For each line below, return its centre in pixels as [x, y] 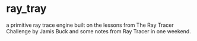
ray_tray [26, 9]
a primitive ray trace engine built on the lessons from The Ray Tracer [90, 25]
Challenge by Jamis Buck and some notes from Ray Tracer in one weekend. [99, 31]
